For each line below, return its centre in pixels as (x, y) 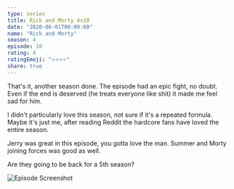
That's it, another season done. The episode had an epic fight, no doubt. (112, 86)
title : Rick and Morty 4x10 (49, 20)
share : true (25, 66)
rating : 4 (22, 53)
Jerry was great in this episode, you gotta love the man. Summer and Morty (117, 143)
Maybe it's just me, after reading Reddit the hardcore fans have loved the (113, 122)
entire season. (28, 129)
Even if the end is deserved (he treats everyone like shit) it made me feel (112, 93)
